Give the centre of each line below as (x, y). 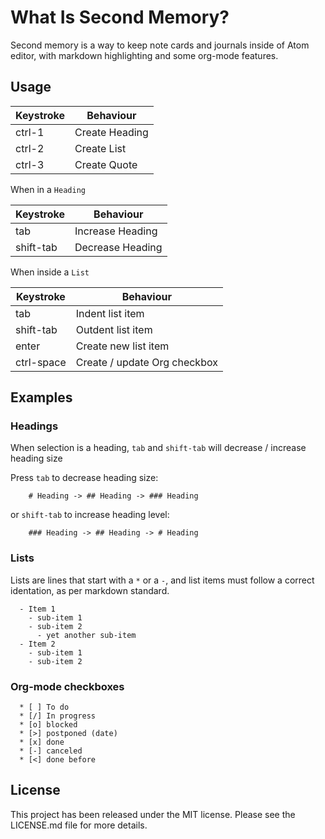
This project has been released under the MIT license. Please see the (153, 814)
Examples (41, 397)
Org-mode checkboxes (67, 686)
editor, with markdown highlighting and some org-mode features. (144, 55)
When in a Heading (48, 189)
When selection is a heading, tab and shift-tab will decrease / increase (158, 448)
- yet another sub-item (86, 635)
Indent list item (110, 313)
